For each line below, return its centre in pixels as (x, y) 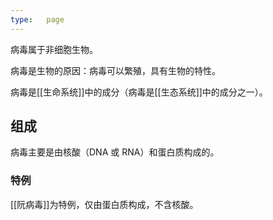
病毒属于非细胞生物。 (54, 49)
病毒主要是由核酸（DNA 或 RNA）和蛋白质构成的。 (115, 152)
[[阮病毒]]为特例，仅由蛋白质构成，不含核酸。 (104, 204)
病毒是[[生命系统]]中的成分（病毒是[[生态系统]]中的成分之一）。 (139, 92)
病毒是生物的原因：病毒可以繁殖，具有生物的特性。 (115, 70)
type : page (37, 19)
